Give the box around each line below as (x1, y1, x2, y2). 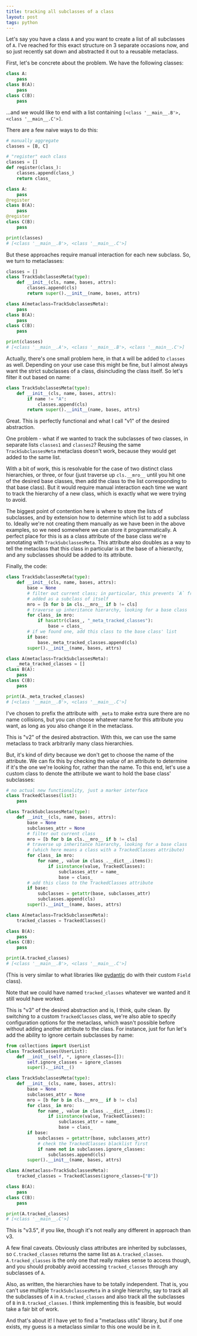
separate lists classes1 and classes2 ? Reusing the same (6, 441, 141, 448)
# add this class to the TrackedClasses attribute (27, 880, 154, 886)
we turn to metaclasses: (6, 257, 64, 264)
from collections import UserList (6, 1043, 91, 1048)
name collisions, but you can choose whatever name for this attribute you (6, 716, 184, 723)
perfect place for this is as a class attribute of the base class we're (6, 532, 167, 540)
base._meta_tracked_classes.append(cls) (37, 639, 138, 646)
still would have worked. (6, 995, 64, 1002)
